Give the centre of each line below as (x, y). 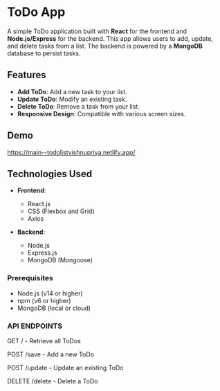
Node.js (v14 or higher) (50, 293)
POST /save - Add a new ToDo (51, 354)
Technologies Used (49, 174)
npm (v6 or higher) (44, 300)
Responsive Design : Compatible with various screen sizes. (101, 113)
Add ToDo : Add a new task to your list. (72, 91)
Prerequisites (30, 278)
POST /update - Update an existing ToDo (65, 367)
